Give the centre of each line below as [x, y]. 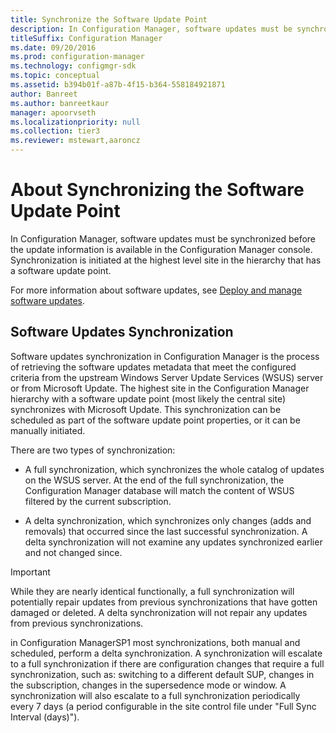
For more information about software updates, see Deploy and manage [156, 290]
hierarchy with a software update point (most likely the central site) [148, 398]
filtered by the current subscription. [98, 501]
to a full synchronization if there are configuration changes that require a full [167, 663]
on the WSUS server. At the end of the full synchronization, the [154, 480]
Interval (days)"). [45, 717]
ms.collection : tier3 [55, 131]
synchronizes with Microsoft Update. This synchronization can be [146, 409]
